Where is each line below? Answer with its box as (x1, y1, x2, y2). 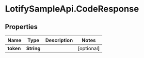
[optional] (77, 45, 100, 52)
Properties (5, 23, 38, 31)
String (26, 45, 41, 52)
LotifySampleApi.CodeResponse (5, 3, 139, 14)
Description (45, 37, 73, 43)
